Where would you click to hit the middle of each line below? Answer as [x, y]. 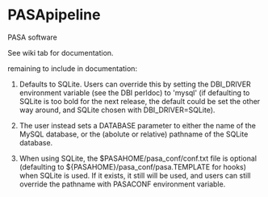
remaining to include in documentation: [73, 68]
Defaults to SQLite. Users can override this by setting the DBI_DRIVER [135, 84]
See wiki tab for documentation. [61, 52]
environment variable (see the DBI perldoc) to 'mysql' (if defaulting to [134, 92]
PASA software [32, 37]
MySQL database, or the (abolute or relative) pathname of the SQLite [134, 134]
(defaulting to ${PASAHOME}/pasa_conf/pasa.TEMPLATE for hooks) [133, 166]
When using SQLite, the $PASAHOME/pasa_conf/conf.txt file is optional [138, 158]
